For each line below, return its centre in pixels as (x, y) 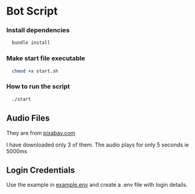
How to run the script (38, 86)
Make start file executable (46, 58)
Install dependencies (38, 30)
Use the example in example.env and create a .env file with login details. (97, 185)
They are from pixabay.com (41, 133)
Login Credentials (41, 170)
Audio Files (28, 118)
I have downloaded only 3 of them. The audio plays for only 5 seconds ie (97, 145)
